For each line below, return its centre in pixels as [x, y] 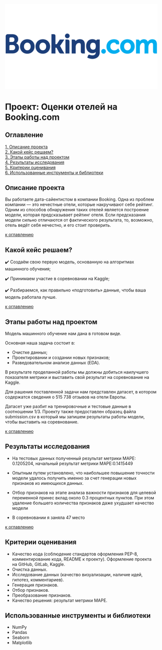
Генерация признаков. [35, 585]
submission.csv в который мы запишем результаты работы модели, [75, 417]
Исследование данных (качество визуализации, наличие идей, [77, 574]
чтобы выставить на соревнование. [42, 422]
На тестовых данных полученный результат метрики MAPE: [74, 458]
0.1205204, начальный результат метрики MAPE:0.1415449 [72, 463]
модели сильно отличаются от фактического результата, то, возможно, [79, 220]
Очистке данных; [30, 352]
